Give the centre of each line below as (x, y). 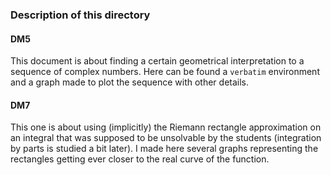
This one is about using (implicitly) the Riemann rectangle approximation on (166, 127)
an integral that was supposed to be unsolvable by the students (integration (166, 138)
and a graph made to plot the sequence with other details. (130, 82)
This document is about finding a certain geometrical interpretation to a (157, 61)
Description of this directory (80, 15)
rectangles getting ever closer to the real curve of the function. (140, 159)
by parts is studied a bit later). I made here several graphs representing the (164, 149)
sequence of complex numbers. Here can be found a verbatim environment (165, 72)
